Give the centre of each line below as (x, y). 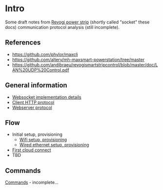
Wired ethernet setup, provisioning (54, 145)
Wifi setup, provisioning (43, 140)
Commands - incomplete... (32, 182)
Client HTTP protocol (33, 102)
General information (36, 85)
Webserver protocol (32, 107)
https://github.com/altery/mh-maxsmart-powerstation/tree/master (78, 60)
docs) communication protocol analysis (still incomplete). (63, 27)
